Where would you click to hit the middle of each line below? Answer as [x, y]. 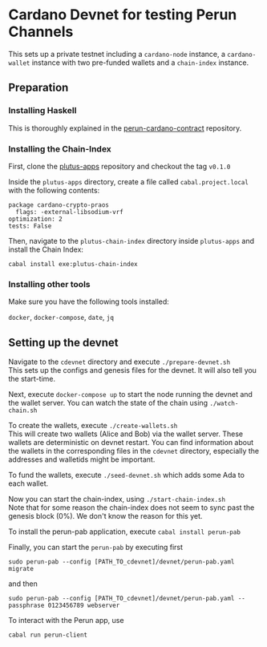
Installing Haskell [42, 111]
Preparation [38, 88]
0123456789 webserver [84, 606]
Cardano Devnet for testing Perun [123, 15]
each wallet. [28, 483]
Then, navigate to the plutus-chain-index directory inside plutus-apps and [131, 241]
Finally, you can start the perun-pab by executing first [95, 548]
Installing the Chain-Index [60, 148]
